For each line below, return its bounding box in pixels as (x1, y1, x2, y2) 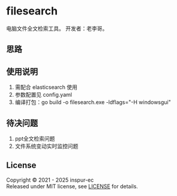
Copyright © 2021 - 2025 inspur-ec (6, 176, 94, 183)
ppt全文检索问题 (14, 135, 55, 142)
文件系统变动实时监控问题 (14, 142, 79, 150)
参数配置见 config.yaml (14, 91, 72, 99)
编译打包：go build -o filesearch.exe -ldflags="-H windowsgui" (14, 99, 171, 106)
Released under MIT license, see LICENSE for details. (6, 182, 138, 190)
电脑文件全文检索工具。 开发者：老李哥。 (6, 25, 108, 32)
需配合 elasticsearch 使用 (14, 84, 78, 91)
